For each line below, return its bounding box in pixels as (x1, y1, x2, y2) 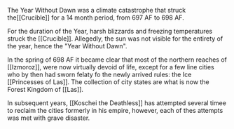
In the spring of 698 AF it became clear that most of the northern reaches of (7, 55, 228, 64)
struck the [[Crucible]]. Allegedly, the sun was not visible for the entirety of (7, 34, 223, 43)
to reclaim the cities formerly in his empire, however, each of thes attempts (7, 107, 223, 114)
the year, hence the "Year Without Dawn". (7, 42, 128, 50)
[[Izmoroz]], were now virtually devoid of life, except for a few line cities (7, 63, 215, 71)
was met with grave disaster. (7, 114, 90, 122)
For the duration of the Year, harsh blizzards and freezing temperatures (7, 27, 212, 35)
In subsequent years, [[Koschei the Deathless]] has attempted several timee (7, 99, 226, 107)
